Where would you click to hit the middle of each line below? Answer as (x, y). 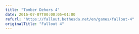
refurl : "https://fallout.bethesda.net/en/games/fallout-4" (70, 19)
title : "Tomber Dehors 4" (32, 10)
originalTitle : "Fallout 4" (35, 24)
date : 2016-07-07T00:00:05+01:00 (40, 14)
